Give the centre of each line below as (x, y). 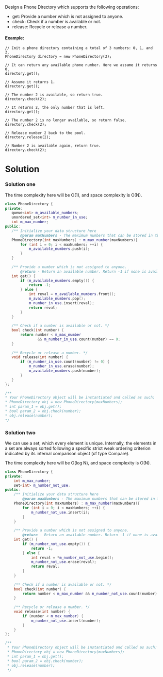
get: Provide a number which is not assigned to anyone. (68, 16)
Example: (15, 38)
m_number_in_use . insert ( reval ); (62, 303)
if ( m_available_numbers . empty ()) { (57, 281)
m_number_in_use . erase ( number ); (62, 366)
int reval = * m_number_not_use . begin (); (72, 558)
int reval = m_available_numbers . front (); (73, 294)
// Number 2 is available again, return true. (53, 146)
